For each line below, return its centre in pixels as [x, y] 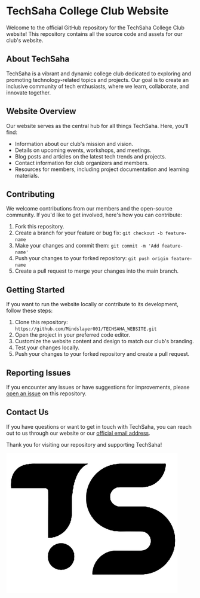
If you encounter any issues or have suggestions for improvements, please [98, 387]
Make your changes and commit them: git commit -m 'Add [87, 246]
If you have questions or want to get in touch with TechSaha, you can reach [99, 426]
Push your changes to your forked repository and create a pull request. [102, 354]
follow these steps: [29, 311]
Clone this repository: [41, 322]
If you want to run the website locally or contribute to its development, [93, 304]
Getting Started [36, 290]
